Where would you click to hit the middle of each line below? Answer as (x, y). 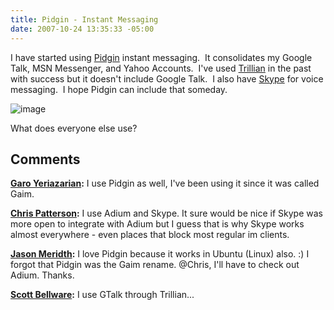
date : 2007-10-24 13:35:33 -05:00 (82, 29)
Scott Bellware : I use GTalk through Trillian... (102, 295)
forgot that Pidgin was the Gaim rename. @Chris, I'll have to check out (155, 265)
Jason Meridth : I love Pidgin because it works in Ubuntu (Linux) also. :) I (160, 254)
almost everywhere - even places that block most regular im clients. (150, 235)
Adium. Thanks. (42, 275)
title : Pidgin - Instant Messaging (84, 19)
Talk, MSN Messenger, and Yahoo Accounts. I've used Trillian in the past (161, 68)
